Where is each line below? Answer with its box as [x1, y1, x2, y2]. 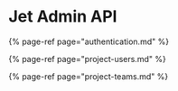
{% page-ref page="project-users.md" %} [8, 53, 166, 64]
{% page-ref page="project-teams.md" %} [8, 70, 169, 82]
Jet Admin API [8, 6, 117, 27]
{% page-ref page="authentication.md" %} [8, 36, 169, 47]
